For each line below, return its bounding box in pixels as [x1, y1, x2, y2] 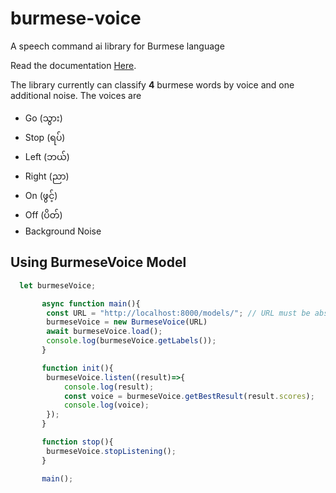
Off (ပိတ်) [24, 208, 63, 221]
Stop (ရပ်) [24, 131, 66, 143]
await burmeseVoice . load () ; [46, 327, 163, 337]
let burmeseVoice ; [19, 280, 97, 291]
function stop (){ [41, 437, 114, 447]
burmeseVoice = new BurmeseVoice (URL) [46, 317, 208, 327]
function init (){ [41, 363, 114, 373]
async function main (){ [41, 298, 141, 309]
